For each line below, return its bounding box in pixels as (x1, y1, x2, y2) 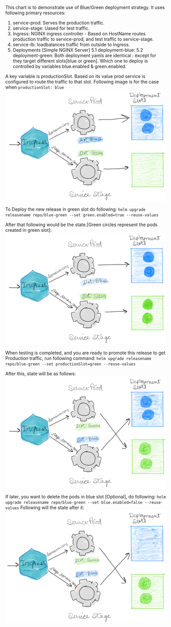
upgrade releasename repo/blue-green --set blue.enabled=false (5, 500, 143, 505)
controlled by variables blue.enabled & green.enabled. (12, 64, 127, 69)
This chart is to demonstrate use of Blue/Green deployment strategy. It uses (5, 5, 165, 10)
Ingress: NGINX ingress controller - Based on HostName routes (12, 31, 146, 36)
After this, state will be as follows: (5, 370, 76, 376)
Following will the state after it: (20, 504, 84, 511)
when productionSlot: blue (5, 84, 64, 90)
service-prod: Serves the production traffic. (12, 20, 105, 26)
